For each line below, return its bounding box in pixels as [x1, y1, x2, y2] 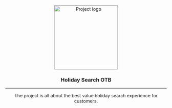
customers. [74, 98, 98, 104]
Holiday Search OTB [60, 76, 112, 83]
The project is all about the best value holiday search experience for [14, 93, 158, 99]
